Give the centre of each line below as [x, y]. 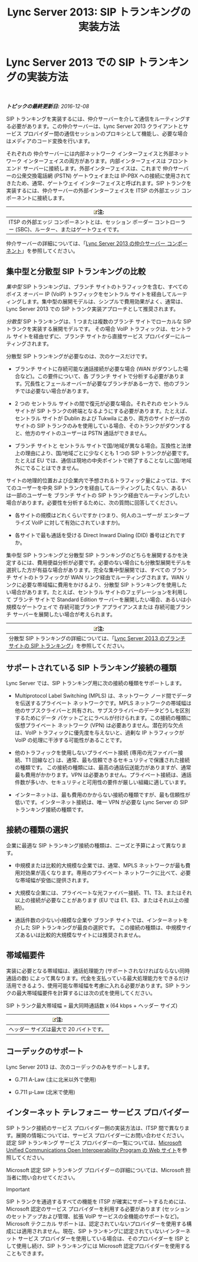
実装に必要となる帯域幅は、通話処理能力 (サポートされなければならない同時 [98, 970]
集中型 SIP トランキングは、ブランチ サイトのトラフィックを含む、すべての [97, 287]
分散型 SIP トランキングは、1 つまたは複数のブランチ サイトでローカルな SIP [99, 321]
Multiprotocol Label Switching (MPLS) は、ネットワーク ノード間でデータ [103, 696]
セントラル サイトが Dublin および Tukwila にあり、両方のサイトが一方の [102, 418]
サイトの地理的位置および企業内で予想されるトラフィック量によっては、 [94, 480]
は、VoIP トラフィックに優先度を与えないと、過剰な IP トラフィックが [99, 733]
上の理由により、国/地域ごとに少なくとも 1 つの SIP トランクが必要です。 [103, 453]
